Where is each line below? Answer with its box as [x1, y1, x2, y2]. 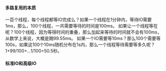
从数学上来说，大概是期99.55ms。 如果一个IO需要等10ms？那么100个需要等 [5, 35, 161, 41]
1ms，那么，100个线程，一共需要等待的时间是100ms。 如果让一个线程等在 [5, 23, 158, 29]
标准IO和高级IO [5, 60, 36, 66]
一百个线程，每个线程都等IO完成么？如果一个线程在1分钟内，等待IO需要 [5, 16, 152, 22]
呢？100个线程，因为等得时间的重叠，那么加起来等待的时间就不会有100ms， [5, 29, 162, 35]
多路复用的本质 [5, 4, 36, 10]
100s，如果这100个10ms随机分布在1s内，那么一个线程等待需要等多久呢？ [5, 41, 155, 47]
